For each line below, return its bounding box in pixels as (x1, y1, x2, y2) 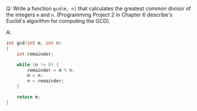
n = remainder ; (27, 78, 65, 84)
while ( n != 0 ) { (16, 62, 59, 68)
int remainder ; (16, 51, 54, 57)
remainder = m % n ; (27, 67, 75, 73)
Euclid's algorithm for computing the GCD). (6, 18, 111, 24)
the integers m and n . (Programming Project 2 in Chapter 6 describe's (6, 11, 173, 18)
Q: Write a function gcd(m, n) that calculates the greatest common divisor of (6, 5, 191, 12)
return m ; (16, 94, 41, 100)
